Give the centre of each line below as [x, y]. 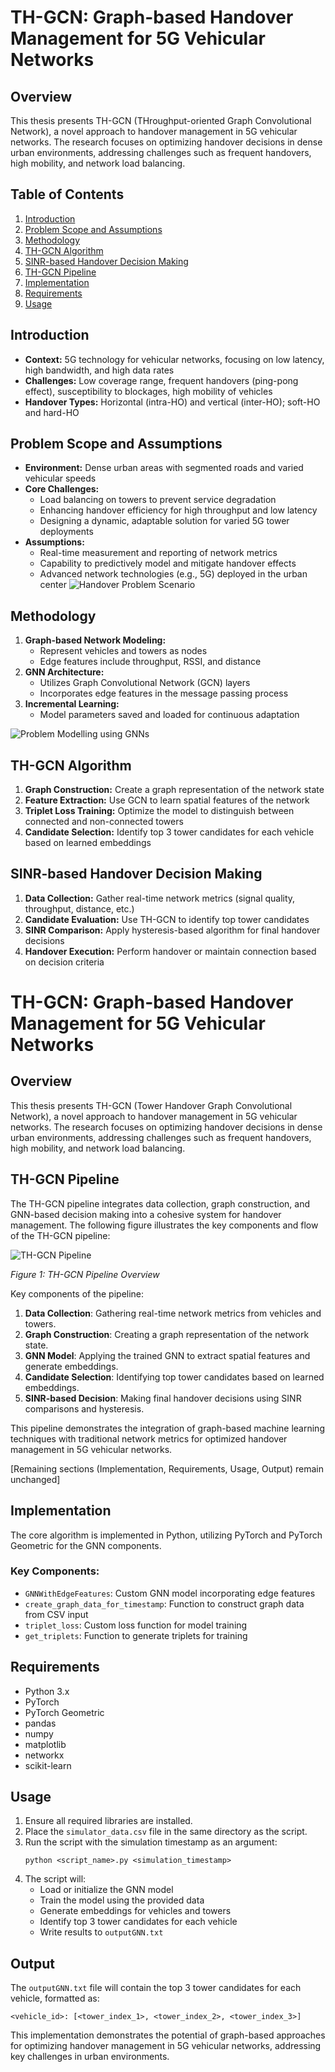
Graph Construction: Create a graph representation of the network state [174, 790]
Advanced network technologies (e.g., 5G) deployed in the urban [173, 574]
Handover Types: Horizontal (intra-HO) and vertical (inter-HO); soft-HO [172, 402]
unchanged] [35, 1479]
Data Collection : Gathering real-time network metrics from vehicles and [173, 1313]
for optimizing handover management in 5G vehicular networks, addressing [166, 2046]
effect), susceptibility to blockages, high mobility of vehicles [148, 391]
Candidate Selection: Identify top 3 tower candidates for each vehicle [169, 832]
